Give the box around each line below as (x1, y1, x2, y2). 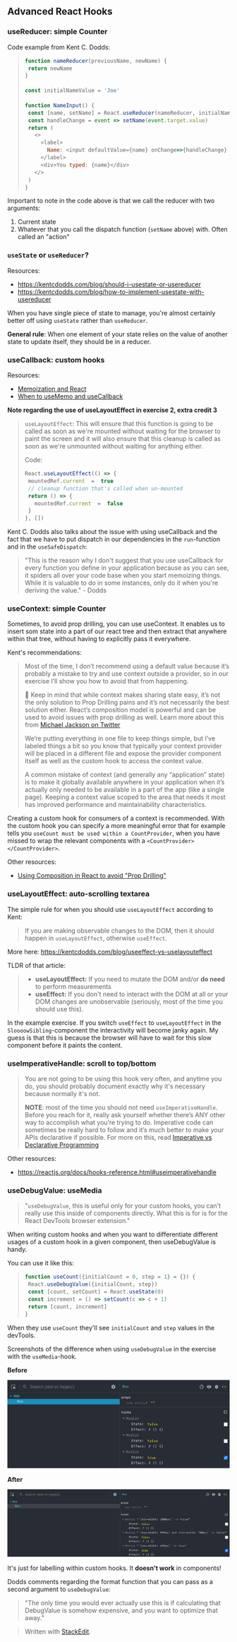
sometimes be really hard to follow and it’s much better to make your (24, 1126, 224, 1134)
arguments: (7, 204, 41, 212)
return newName (28, 65, 73, 72)
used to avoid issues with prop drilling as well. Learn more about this (24, 713, 224, 722)
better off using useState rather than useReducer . (7, 316, 148, 324)
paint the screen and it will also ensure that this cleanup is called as (24, 434, 221, 443)
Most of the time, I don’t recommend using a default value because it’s (24, 662, 230, 671)
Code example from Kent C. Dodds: (7, 42, 111, 51)
